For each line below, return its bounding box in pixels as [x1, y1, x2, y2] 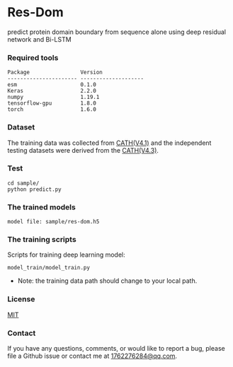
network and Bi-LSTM [7, 35, 72, 43]
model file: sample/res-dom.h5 [7, 219, 100, 226]
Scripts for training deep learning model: [7, 250, 125, 259]
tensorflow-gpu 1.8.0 [7, 100, 97, 107]
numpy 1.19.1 [7, 93, 100, 101]
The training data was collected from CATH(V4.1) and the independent [7, 139, 212, 147]
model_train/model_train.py [7, 264, 91, 272]
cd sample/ [7, 180, 40, 187]
